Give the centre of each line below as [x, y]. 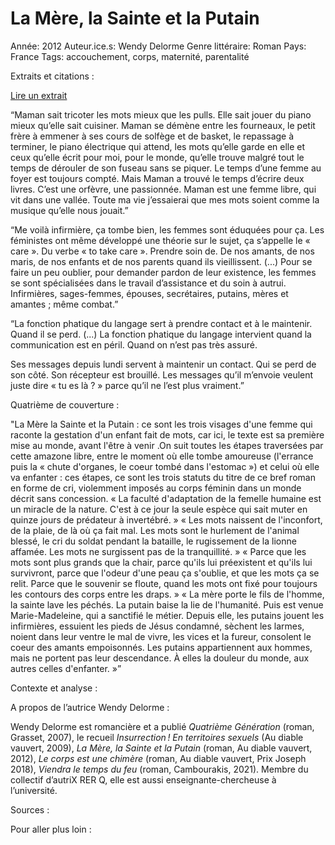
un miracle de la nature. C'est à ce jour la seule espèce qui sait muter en [159, 509]
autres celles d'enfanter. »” [66, 668]
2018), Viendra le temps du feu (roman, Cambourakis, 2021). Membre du [159, 769]
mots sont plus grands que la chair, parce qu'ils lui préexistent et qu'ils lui [161, 562]
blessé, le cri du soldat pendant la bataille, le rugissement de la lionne [153, 541]
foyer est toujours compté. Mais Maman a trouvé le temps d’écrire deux [157, 178]
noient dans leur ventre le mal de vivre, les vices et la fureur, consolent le [161, 636]
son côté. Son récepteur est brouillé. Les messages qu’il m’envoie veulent [162, 374]
